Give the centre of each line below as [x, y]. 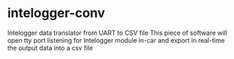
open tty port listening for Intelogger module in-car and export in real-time [116, 40]
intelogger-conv [56, 13]
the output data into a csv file [50, 48]
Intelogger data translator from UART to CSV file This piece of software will [117, 33]
